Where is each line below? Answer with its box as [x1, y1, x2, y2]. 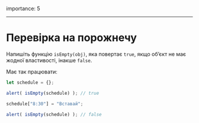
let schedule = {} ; [6, 79, 54, 85]
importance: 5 [6, 5, 40, 12]
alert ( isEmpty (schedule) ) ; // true [6, 90, 99, 96]
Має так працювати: [6, 68, 58, 75]
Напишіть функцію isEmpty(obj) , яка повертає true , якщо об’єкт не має [6, 50, 187, 58]
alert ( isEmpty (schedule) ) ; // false [6, 111, 102, 117]
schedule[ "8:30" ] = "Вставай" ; [6, 101, 84, 107]
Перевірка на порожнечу [6, 31, 137, 45]
